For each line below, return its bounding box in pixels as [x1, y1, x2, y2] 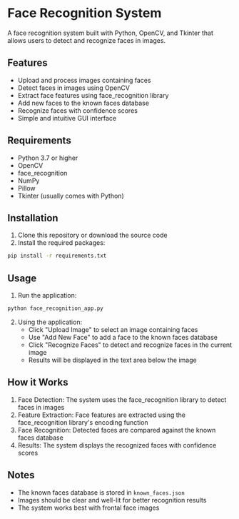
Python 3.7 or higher [17, 153, 78, 162]
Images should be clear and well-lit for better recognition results [17, 495, 207, 504]
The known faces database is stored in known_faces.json [17, 488, 185, 497]
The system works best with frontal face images [17, 503, 160, 512]
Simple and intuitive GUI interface [17, 114, 117, 122]
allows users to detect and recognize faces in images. [7, 36, 166, 44]
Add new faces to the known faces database [17, 99, 150, 107]
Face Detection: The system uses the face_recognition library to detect [17, 395, 227, 404]
